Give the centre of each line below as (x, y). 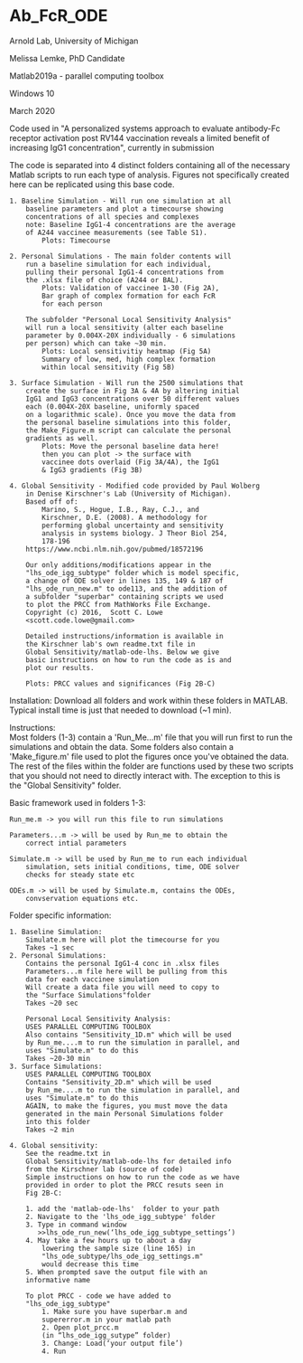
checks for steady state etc (80, 875)
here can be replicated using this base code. (92, 184)
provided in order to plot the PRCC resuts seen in (124, 1185)
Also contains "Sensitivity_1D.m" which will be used (129, 1035)
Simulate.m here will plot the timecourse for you (123, 940)
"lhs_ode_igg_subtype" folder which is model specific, (133, 573)
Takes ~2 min (50, 1130)
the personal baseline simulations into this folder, (129, 422)
